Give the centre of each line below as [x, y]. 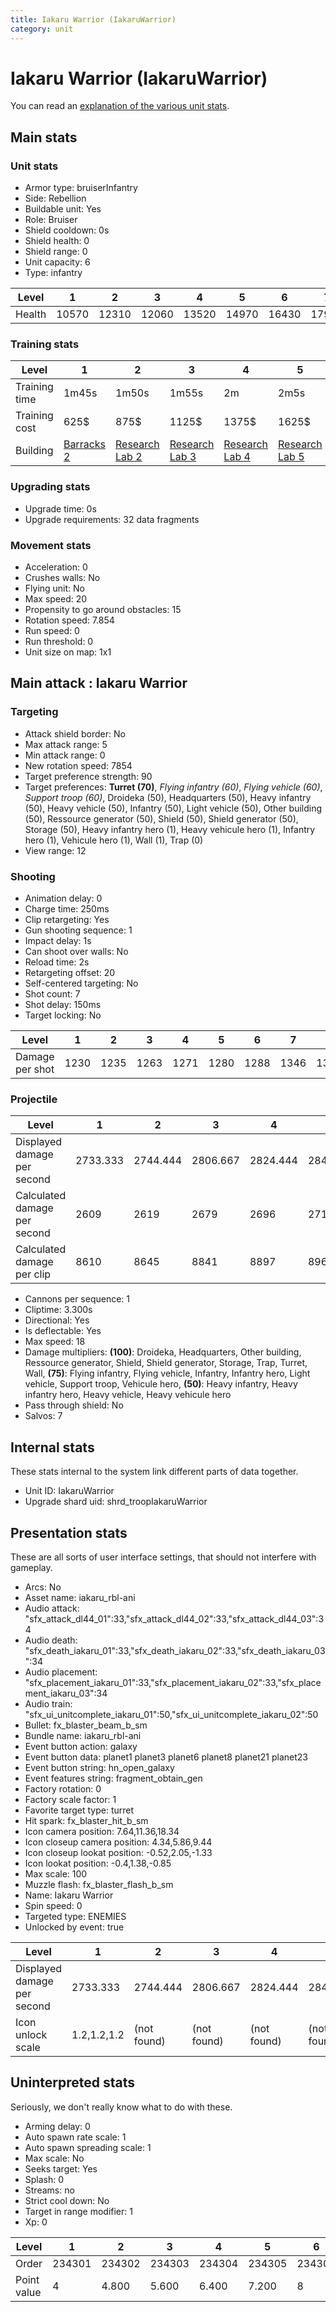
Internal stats [52, 1447]
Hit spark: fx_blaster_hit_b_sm [86, 1820]
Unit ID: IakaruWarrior [69, 1491]
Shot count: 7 [52, 994]
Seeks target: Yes [61, 2168]
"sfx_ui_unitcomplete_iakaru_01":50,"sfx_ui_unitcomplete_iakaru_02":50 [171, 1714]
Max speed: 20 [56, 599]
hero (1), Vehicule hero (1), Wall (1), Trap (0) [114, 840]
